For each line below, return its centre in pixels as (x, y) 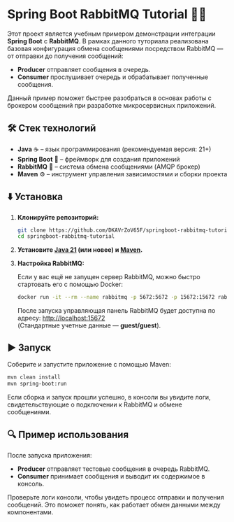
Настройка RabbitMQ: (51, 263)
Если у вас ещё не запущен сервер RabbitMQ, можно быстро (109, 277)
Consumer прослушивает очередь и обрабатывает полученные (113, 77)
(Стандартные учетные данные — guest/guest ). (89, 325)
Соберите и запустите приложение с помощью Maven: (89, 364)
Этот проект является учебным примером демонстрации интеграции (111, 34)
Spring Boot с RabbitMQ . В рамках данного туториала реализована (108, 41)
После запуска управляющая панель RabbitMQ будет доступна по (116, 311)
